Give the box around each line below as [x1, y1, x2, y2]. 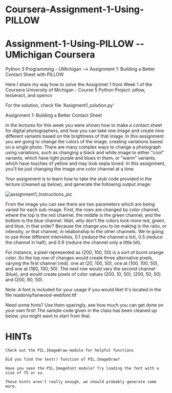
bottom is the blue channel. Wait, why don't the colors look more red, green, [5, 217, 166, 224]
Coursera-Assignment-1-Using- [5, 4, 144, 15]
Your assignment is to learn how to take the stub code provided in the [5, 176, 152, 182]
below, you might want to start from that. [5, 313, 91, 319]
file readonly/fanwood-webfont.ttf [5, 292, 77, 298]
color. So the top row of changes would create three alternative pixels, [5, 255, 154, 261]
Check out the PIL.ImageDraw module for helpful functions [5, 348, 134, 353]
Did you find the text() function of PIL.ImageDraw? [5, 357, 120, 362]
